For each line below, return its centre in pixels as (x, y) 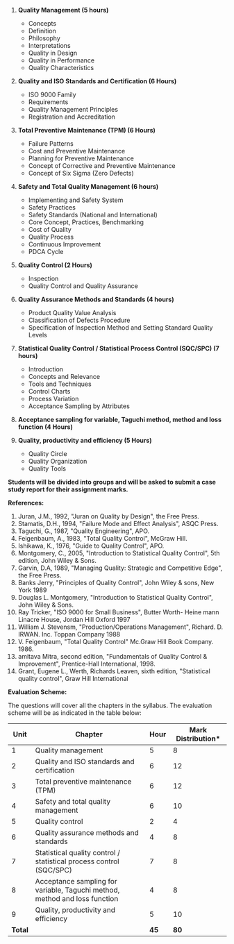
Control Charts (49, 391)
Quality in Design (53, 53)
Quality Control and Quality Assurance (83, 286)
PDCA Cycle (46, 252)
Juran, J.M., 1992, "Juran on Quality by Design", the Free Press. (109, 516)
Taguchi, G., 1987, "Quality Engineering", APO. (84, 531)
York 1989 (32, 590)
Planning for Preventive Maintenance (81, 158)
